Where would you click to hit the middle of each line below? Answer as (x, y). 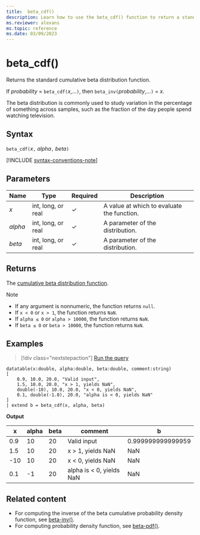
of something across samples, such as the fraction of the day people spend (99, 109)
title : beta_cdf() (30, 12)
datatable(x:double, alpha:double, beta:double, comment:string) (89, 369)
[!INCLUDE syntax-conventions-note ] (52, 160)
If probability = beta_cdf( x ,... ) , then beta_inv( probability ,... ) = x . (85, 91)
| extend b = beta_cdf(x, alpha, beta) (56, 406)
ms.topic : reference (32, 28)
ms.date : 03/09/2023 (32, 34)
